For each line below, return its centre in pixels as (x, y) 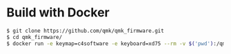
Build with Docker (58, 13)
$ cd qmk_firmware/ (34, 37)
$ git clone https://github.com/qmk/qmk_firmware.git (86, 31)
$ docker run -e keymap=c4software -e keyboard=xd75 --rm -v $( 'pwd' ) (110, 43)
